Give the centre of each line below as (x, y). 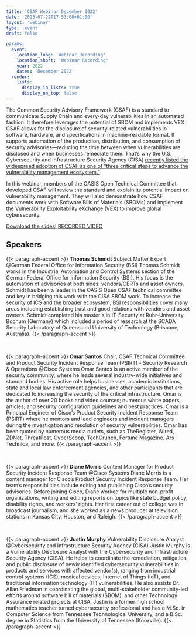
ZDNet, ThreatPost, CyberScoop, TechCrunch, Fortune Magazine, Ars (90, 438)
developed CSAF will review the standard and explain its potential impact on (97, 190)
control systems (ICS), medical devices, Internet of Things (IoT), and (88, 577)
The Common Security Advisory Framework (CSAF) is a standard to (88, 110)
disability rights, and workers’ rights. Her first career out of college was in (95, 504)
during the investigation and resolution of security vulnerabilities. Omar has (97, 425)
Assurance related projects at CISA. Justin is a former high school (85, 601)
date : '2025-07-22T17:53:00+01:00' (49, 17)
